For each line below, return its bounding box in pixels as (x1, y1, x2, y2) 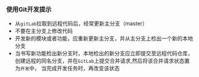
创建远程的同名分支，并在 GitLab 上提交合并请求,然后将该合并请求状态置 (14, 57, 190, 64)
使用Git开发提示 (6, 5, 52, 13)
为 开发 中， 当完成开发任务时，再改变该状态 (14, 64, 120, 72)
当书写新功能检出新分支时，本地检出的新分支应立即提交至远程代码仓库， (14, 50, 193, 57)
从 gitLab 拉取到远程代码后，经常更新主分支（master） (14, 20, 148, 27)
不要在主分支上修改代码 (14, 27, 73, 35)
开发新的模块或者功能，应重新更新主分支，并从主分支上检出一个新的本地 (14, 35, 193, 42)
